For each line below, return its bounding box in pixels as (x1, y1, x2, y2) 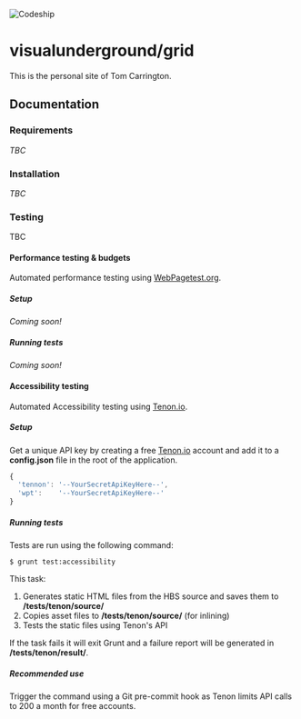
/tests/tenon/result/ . (9, 647, 89, 658)
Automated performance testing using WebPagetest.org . (9, 273, 222, 284)
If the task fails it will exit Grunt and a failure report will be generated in (9, 637, 275, 648)
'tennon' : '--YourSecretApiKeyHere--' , (17, 480, 169, 490)
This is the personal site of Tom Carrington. (9, 70, 172, 81)
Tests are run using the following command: (9, 540, 175, 550)
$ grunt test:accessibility (9, 557, 116, 566)
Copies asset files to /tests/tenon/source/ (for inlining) (22, 610, 230, 621)
